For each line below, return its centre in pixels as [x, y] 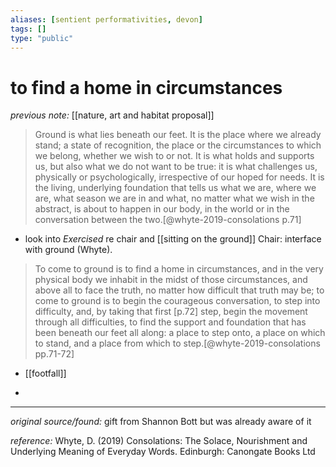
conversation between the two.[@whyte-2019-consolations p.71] [168, 220]
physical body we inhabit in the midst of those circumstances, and [171, 280]
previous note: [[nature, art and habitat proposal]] [112, 115]
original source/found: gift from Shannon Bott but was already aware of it [161, 422]
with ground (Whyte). [68, 250]
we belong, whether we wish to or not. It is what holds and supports [174, 156]
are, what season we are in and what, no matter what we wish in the [174, 198]
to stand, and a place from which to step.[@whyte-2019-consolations [177, 343]
